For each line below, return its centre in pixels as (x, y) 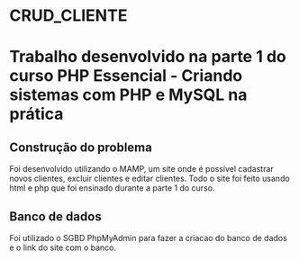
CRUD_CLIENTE (68, 16)
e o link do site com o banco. (63, 247)
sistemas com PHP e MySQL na (128, 95)
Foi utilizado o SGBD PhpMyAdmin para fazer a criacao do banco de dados (149, 238)
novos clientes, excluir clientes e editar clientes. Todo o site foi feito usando (149, 179)
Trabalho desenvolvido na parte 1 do (148, 57)
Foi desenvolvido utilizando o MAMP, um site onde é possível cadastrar (142, 169)
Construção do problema (81, 147)
